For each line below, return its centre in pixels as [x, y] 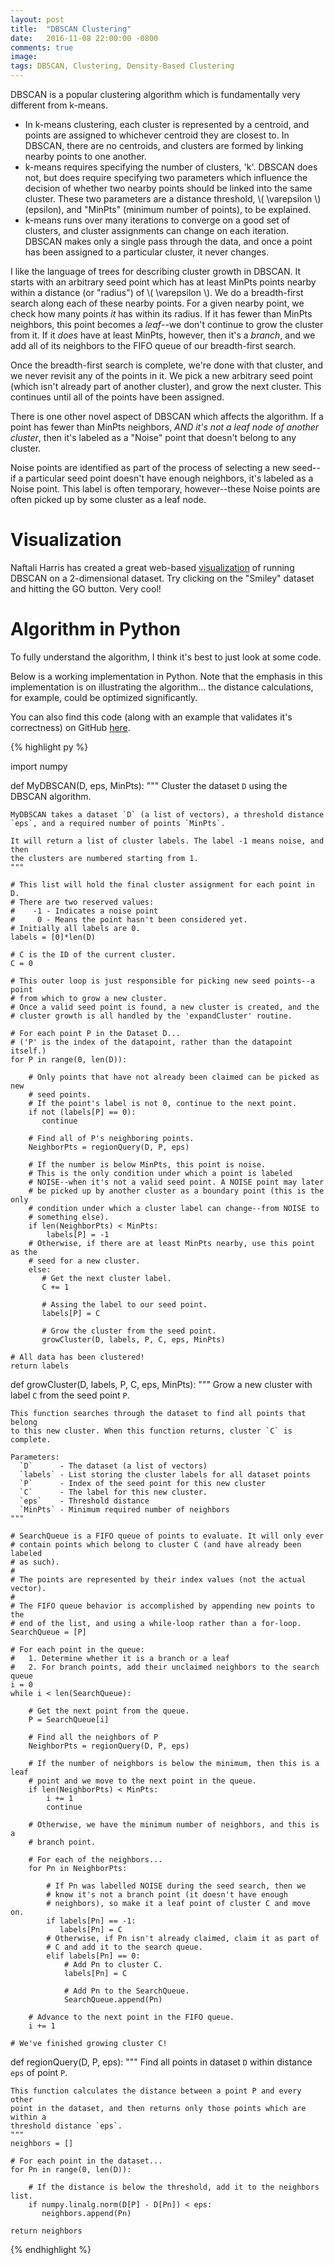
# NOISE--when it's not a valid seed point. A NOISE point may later [176, 1182]
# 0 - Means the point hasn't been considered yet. [129, 919]
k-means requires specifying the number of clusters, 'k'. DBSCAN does [171, 167]
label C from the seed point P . [70, 1395]
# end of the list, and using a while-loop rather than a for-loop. [156, 1623]
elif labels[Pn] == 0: [93, 1956]
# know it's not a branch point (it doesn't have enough [167, 1894]
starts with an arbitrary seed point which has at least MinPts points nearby [163, 282]
